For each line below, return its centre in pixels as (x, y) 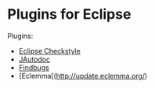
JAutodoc (34, 59)
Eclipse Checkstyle (50, 51)
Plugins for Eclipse (69, 14)
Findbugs (34, 67)
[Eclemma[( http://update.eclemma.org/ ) (83, 76)
